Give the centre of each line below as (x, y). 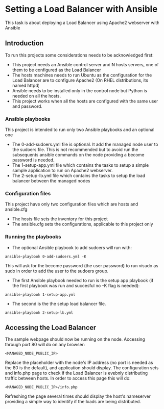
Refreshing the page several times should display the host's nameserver (78, 396)
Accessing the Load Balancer (51, 328)
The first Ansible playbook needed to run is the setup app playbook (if (83, 280)
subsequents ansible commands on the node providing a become (78, 155)
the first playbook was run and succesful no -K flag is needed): (76, 285)
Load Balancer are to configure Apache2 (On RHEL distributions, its (80, 80)
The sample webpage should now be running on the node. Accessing (75, 339)
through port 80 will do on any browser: (45, 345)
